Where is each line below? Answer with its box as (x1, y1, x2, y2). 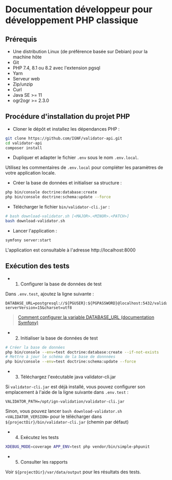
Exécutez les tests (20, 434, 59, 441)
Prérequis (5, 35, 37, 44)
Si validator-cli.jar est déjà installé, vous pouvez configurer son (5, 384, 146, 390)
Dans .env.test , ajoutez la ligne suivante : (5, 290, 94, 297)
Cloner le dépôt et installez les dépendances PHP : (12, 126, 120, 132)
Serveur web (12, 76, 40, 81)
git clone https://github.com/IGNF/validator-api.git (5, 136, 123, 141)
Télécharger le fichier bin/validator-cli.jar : (12, 204, 110, 210)
